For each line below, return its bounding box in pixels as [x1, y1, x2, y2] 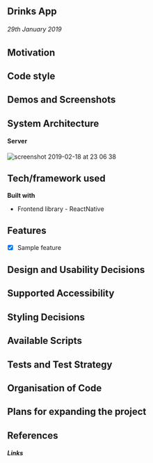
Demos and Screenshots [7, 94, 116, 106]
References [7, 430, 58, 441]
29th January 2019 [7, 24, 62, 33]
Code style [7, 70, 56, 82]
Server [7, 137, 28, 146]
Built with [7, 191, 35, 199]
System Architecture [7, 118, 99, 130]
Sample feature [17, 243, 61, 251]
